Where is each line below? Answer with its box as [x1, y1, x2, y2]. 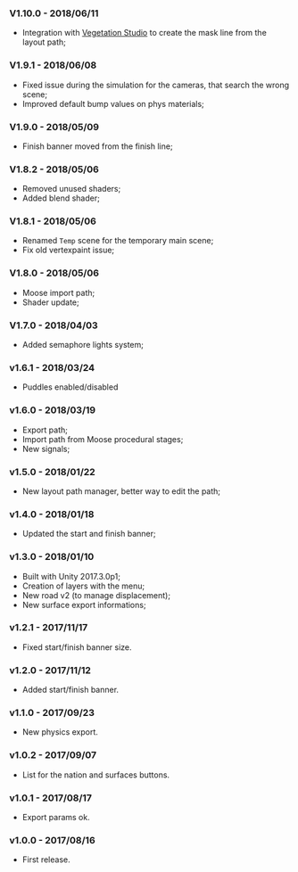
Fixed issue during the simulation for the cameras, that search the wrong [21, 79, 290, 90]
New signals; [21, 443, 70, 454]
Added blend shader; [21, 193, 100, 203]
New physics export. [21, 727, 98, 737]
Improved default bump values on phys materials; [21, 98, 205, 109]
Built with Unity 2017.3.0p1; [21, 571, 120, 581]
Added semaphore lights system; [21, 340, 145, 350]
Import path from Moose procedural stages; [21, 433, 184, 444]
